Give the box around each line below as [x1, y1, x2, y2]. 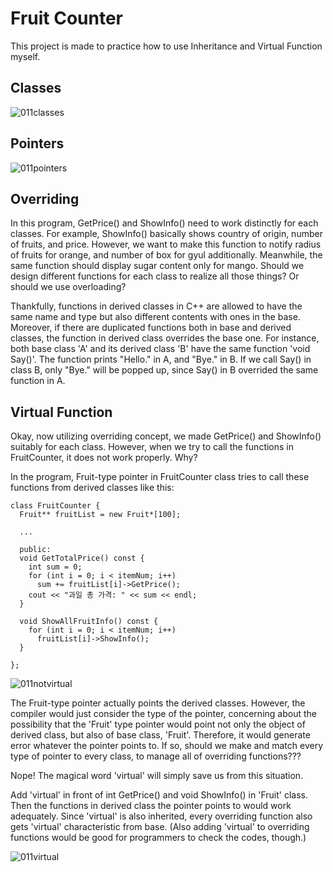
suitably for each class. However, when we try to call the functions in [10, 441, 295, 453]
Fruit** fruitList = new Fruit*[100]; [19, 510, 182, 520]
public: [19, 545, 52, 555]
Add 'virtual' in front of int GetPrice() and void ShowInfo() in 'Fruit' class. [10, 789, 308, 801]
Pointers [10, 135, 65, 152]
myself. [10, 50, 41, 62]
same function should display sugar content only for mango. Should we [10, 260, 305, 272]
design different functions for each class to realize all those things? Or [10, 270, 300, 282]
